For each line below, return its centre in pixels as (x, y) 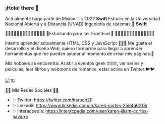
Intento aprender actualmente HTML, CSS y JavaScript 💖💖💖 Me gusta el (79, 43)
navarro (20, 117)
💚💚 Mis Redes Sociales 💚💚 (32, 90)
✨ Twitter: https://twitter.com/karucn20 (52, 100)
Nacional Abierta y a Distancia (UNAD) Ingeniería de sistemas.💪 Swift (76, 24)
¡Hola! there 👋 (22, 8)
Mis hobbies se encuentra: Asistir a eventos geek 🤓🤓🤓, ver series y (74, 63)
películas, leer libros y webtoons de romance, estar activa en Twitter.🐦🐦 (80, 69)
